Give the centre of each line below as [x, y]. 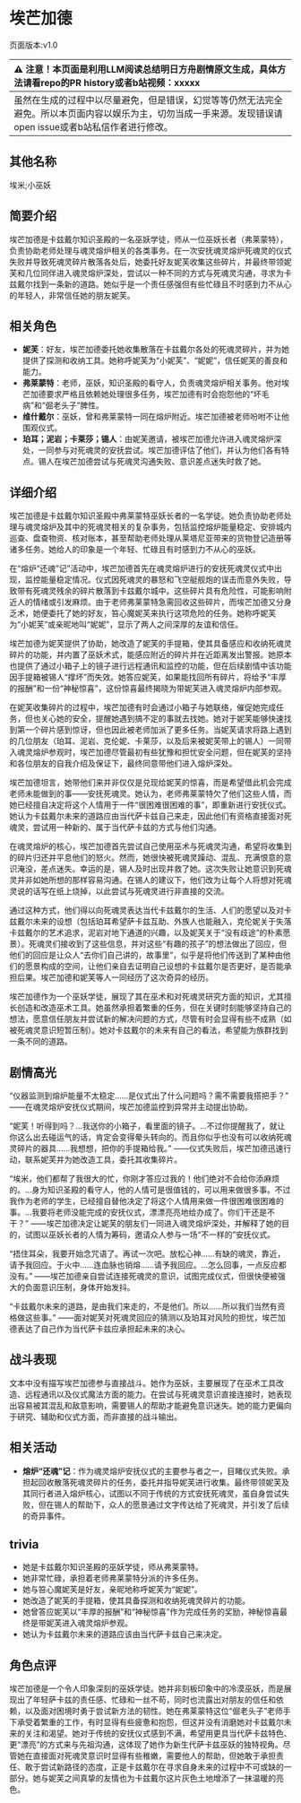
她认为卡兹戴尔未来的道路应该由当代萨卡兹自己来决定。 [124, 1634]
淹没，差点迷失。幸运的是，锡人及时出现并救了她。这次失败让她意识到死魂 [154, 869]
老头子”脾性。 [79, 405]
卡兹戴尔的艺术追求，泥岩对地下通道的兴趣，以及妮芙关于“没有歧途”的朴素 [146, 932]
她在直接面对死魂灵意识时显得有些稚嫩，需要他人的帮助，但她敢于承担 [146, 1756]
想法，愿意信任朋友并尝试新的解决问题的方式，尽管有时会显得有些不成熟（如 [150, 1019]
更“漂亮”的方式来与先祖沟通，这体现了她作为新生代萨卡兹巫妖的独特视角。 [146, 1745]
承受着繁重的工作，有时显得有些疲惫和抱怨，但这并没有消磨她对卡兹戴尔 [150, 1722]
